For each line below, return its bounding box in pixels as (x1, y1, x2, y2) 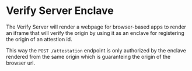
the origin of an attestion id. (6, 35, 72, 42)
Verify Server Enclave (6, 4, 114, 17)
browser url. (6, 59, 36, 66)
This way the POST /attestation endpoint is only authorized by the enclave (6, 47, 187, 54)
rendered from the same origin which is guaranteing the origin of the (6, 53, 171, 60)
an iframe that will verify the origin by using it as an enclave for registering (6, 29, 185, 36)
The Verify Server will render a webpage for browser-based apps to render (6, 23, 187, 30)
